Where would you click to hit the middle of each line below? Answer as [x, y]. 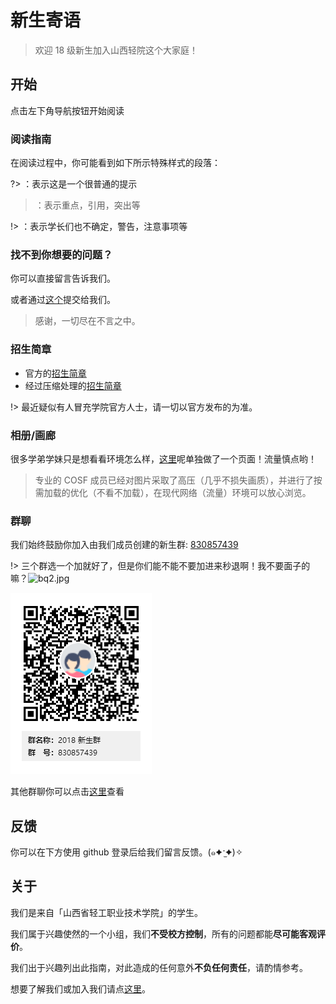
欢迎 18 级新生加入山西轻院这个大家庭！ [116, 50]
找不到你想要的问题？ [61, 254]
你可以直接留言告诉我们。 [63, 278]
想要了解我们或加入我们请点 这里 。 [80, 988]
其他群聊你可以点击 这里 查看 [67, 792]
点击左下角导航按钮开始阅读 [67, 110]
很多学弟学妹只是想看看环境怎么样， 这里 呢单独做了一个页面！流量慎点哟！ [163, 458]
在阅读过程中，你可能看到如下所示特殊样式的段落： [115, 163]
